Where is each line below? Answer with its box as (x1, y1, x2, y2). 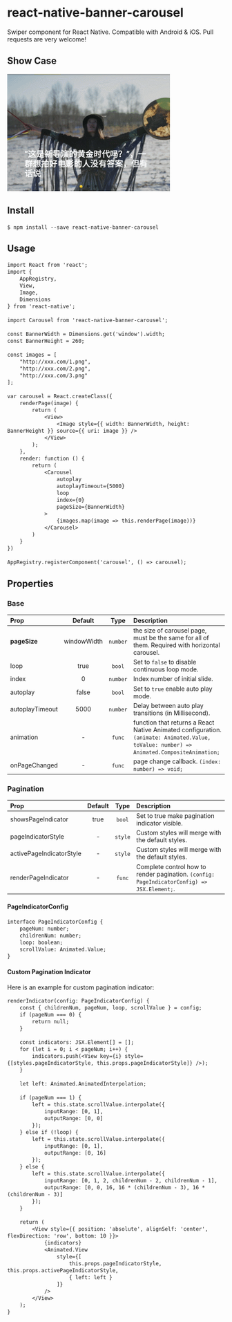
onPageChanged (10, 761, 59, 769)
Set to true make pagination (136, 811, 215, 820)
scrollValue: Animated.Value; (19, 946, 107, 953)
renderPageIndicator (10, 873, 69, 882)
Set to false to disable (133, 658, 197, 667)
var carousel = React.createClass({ (7, 393, 113, 400)
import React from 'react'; (7, 261, 88, 269)
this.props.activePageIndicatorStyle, (7, 1267, 119, 1274)
